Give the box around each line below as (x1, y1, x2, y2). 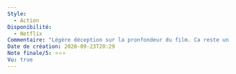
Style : (7, 10, 27, 18)
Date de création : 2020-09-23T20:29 (7, 43, 115, 50)
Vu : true (7, 56, 33, 63)
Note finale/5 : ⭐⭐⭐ (7, 50, 66, 57)
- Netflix (13, 30, 42, 37)
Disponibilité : (7, 23, 52, 30)
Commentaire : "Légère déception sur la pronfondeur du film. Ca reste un (7, 37, 230, 44)
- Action (13, 17, 40, 24)
